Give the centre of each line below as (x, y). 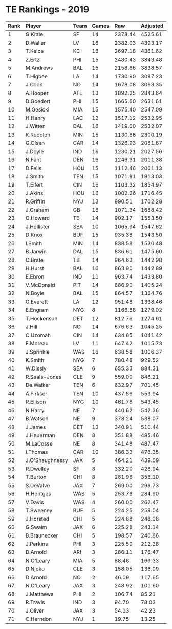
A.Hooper (37, 92)
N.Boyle (35, 293)
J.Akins (34, 193)
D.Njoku (35, 569)
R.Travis (35, 602)
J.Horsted (37, 519)
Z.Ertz (33, 59)
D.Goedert (38, 101)
